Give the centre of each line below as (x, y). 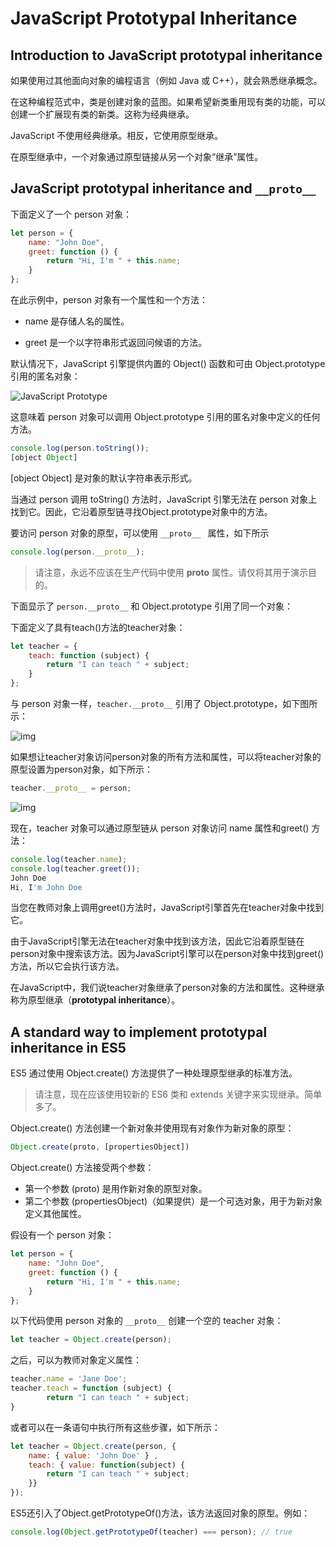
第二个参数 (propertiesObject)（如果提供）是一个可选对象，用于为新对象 (173, 1201)
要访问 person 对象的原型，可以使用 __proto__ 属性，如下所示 (140, 533)
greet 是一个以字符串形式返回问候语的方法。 (116, 343)
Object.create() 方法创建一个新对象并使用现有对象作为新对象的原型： (152, 1128)
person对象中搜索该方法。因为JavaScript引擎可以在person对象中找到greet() (167, 954)
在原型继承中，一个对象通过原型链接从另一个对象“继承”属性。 (137, 156)
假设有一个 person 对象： (62, 1235)
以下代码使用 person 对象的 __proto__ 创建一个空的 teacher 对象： (147, 1321)
